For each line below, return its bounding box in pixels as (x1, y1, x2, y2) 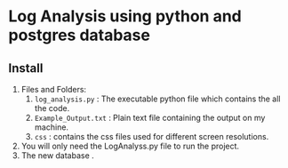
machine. (34, 122, 68, 132)
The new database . (20, 150, 94, 161)
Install (8, 60, 44, 76)
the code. (34, 103, 70, 113)
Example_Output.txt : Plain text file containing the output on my (34, 113, 266, 123)
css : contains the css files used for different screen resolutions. (34, 132, 269, 141)
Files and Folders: (20, 84, 86, 94)
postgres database (8, 25, 150, 45)
